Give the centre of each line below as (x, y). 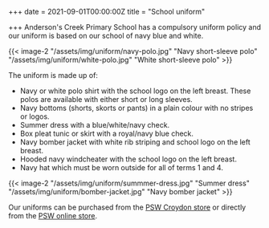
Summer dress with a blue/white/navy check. (95, 125)
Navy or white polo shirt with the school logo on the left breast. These (135, 91)
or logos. (35, 116)
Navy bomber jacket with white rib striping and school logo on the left (135, 142)
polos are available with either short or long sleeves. (106, 99)
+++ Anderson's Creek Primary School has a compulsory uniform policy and (135, 27)
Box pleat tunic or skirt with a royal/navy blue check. (107, 133)
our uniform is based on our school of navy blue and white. (106, 36)
